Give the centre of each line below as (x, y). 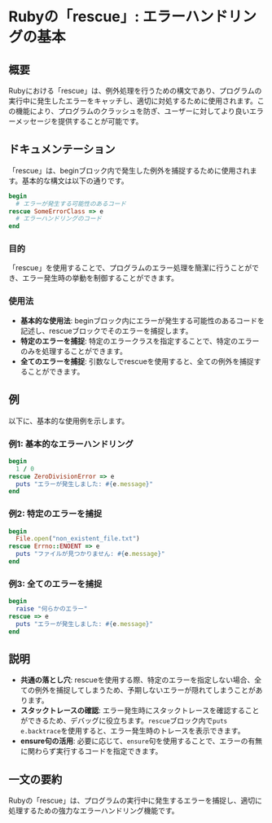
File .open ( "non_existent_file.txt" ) (78, 539)
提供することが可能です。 (101, 121)
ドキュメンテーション (62, 149)
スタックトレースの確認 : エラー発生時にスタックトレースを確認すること (140, 711)
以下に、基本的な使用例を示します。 (69, 421)
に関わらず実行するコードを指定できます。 (91, 751)
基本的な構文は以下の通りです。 (75, 181)
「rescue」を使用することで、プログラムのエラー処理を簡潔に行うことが (130, 268)
